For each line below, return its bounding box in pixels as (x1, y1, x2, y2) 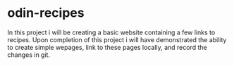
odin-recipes (7, 5, 85, 21)
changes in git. (7, 51, 51, 59)
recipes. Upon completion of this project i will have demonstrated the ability (7, 35, 227, 44)
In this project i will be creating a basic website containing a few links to (7, 28, 216, 37)
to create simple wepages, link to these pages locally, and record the (7, 43, 207, 51)
